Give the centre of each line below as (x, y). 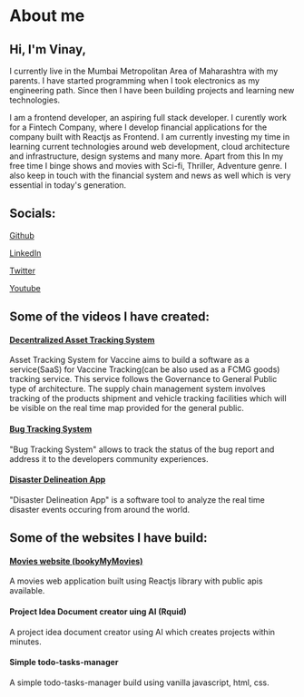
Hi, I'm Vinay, (48, 49)
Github (22, 235)
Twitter (23, 270)
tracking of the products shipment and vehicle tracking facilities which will (148, 398)
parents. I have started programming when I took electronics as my (135, 81)
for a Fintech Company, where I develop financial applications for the (138, 127)
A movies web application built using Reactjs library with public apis (136, 581)
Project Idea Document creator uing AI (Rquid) (98, 612)
